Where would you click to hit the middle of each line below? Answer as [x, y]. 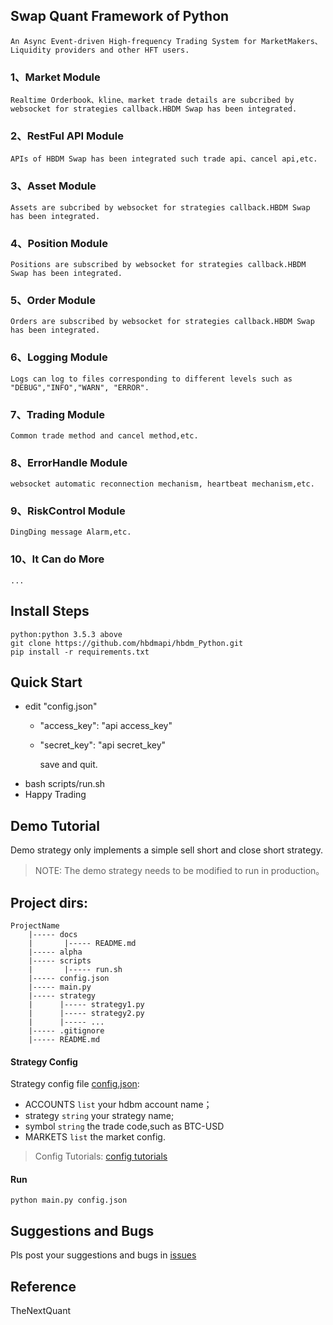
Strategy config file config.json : [75, 1084]
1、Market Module [55, 77]
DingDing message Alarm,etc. [71, 532]
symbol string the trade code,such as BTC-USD [124, 1126]
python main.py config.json [69, 1200]
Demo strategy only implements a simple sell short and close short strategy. [166, 850]
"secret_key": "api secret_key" [103, 745]
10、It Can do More [57, 559]
